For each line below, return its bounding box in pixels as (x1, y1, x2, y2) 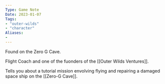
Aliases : (5, 30, 24, 35)
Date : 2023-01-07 (5, 12, 42, 17)
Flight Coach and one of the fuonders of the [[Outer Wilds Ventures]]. (5, 58, 149, 64)
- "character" (5, 26, 35, 31)
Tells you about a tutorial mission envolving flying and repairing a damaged (5, 68, 160, 74)
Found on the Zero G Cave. (5, 48, 61, 55)
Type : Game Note (5, 7, 39, 12)
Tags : (5, 16, 17, 21)
